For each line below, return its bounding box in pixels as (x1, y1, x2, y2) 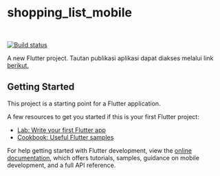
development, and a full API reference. (7, 161, 116, 169)
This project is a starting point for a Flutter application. (7, 99, 161, 108)
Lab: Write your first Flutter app (16, 125, 107, 134)
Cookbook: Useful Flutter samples (16, 133, 114, 141)
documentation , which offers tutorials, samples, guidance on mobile (7, 153, 199, 162)
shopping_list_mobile (7, 5, 133, 21)
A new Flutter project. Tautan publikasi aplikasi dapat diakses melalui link (7, 53, 214, 62)
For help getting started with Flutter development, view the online (7, 146, 192, 155)
